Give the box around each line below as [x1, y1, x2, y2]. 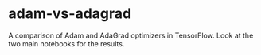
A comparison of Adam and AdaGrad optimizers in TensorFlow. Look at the [8, 31, 254, 40]
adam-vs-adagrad [8, 5, 132, 23]
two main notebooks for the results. [8, 38, 125, 48]
